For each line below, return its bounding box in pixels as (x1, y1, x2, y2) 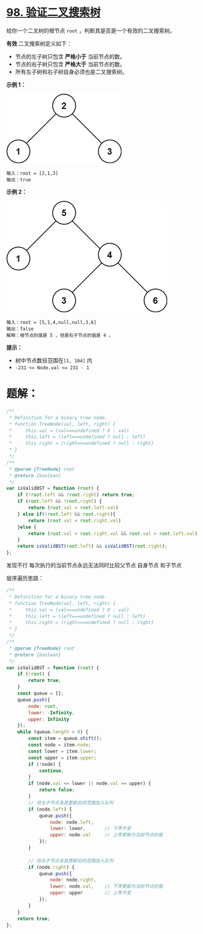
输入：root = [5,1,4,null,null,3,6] (6, 319, 97, 325)
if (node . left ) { (28, 806, 72, 812)
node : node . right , (49, 877, 97, 883)
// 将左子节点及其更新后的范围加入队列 (28, 800, 114, 806)
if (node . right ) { (28, 864, 75, 870)
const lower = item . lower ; (28, 748, 97, 754)
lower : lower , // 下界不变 (49, 825, 131, 832)
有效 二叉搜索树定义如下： (6, 40, 72, 47)
